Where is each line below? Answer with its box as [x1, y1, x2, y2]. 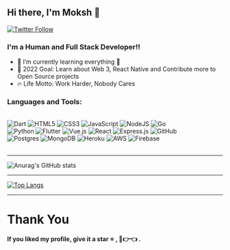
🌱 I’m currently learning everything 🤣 [16, 58, 121, 66]
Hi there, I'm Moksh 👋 [7, 7, 101, 18]
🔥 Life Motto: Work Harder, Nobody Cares [16, 79, 136, 88]
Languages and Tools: [7, 97, 82, 107]
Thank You [7, 212, 70, 227]
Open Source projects [16, 73, 79, 81]
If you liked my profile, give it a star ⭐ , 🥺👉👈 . [7, 235, 142, 243]
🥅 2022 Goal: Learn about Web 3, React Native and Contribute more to [16, 65, 216, 73]
